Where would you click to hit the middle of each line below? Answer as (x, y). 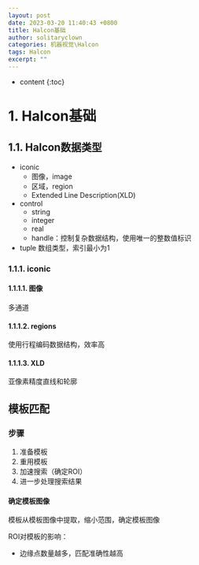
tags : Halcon (29, 52)
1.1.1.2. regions (32, 326)
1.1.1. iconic (29, 269)
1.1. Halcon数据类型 (55, 148)
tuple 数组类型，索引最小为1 (64, 247)
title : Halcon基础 (37, 30)
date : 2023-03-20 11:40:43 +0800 (63, 23)
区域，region (52, 186)
